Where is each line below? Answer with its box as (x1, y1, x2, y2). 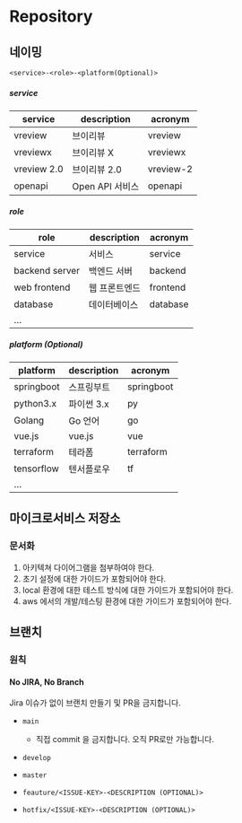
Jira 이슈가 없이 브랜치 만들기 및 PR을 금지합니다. (9, 697, 181, 708)
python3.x (13, 397, 56, 409)
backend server (13, 264, 81, 276)
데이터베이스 (88, 298, 139, 311)
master (22, 771, 48, 780)
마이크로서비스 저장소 (9, 511, 121, 526)
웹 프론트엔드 (88, 281, 142, 293)
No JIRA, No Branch (9, 676, 85, 687)
